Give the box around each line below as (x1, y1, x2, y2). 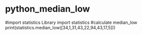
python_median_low (5, 3, 90, 15)
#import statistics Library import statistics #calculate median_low (5, 19, 138, 25)
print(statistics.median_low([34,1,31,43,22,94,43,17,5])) (5, 24, 116, 30)
